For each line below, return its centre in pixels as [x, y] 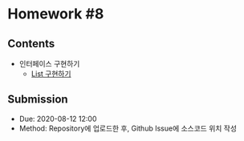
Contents [31, 44]
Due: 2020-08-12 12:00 [58, 119]
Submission [38, 100]
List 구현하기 [51, 74]
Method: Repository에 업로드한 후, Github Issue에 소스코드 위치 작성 [128, 128]
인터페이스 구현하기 [49, 64]
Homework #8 [56, 14]
